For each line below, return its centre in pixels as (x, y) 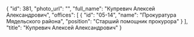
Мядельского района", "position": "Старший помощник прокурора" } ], (97, 21)
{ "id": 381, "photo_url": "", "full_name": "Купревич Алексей (81, 9)
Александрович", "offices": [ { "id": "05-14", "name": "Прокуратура (91, 15)
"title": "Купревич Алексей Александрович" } (64, 27)
